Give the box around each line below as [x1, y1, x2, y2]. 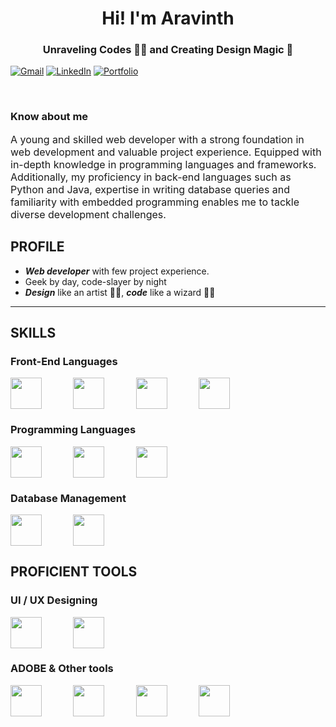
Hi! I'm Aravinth [101, 7, 235, 30]
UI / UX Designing [10, 593, 98, 607]
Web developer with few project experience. [24, 265, 210, 277]
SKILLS [10, 324, 57, 341]
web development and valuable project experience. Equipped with [10, 145, 322, 159]
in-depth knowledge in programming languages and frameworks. [10, 157, 317, 171]
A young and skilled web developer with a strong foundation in [10, 132, 305, 146]
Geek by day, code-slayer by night [24, 275, 167, 287]
